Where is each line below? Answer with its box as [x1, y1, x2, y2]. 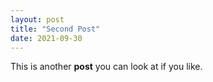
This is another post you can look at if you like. [10, 61, 203, 73]
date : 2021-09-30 [10, 33, 83, 43]
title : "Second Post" [10, 24, 101, 34]
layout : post [10, 14, 65, 25]
